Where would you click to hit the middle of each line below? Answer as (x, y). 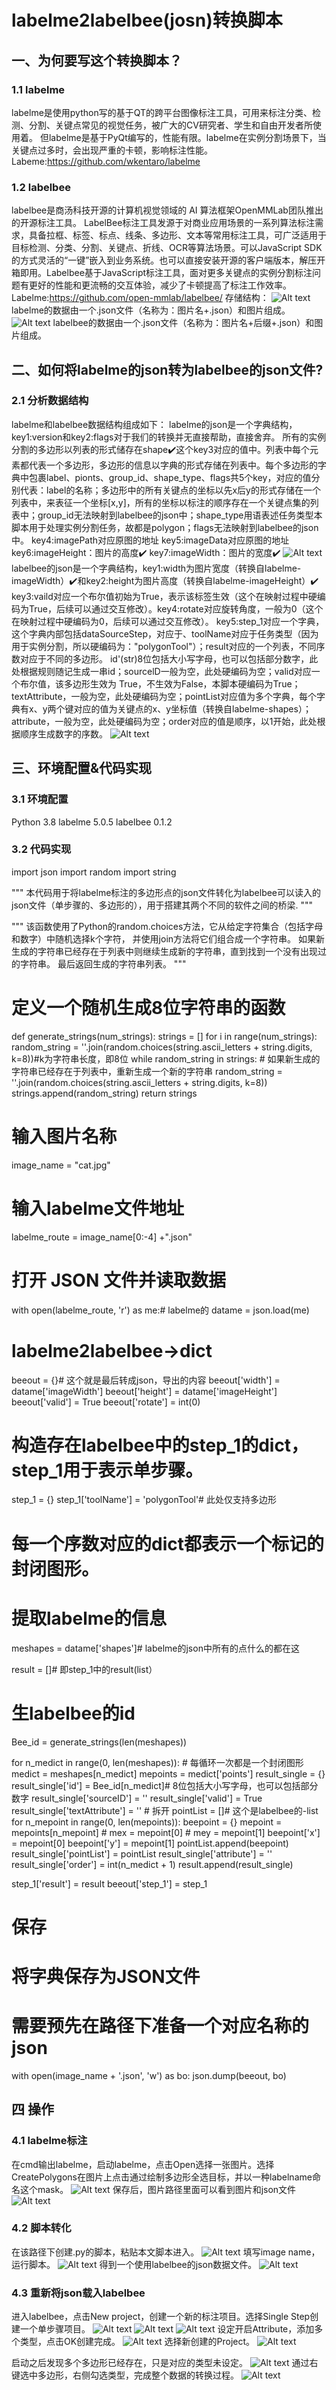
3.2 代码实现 (41, 849)
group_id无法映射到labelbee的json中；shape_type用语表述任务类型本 (180, 515)
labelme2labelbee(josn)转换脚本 (147, 20)
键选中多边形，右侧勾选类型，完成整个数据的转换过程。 (125, 2375)
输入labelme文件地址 (97, 1208)
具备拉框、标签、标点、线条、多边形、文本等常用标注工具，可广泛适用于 (177, 235)
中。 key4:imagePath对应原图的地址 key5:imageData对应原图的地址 (150, 540)
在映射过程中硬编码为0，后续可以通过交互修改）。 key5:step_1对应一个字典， (168, 621)
